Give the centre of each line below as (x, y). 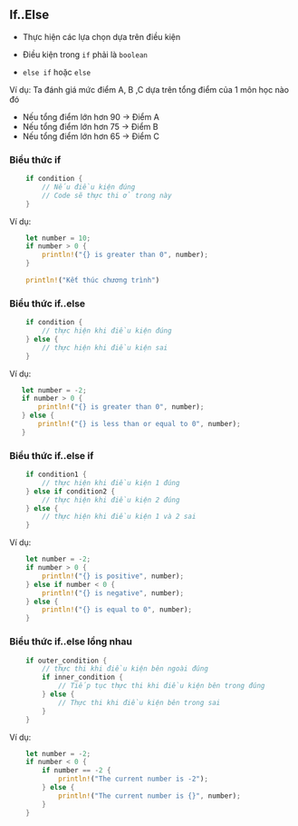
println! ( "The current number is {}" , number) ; (149, 796)
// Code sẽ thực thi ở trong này (107, 195)
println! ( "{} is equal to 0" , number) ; (117, 610)
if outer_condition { (66, 661)
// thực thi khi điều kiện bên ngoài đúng (125, 669)
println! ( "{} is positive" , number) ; (113, 576)
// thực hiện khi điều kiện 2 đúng (111, 500)
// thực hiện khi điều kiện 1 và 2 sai (119, 517)
